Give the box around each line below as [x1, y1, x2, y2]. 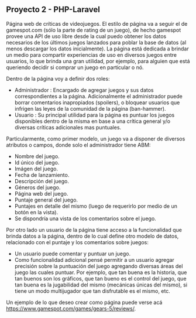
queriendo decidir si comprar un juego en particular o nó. [6, 64, 145, 71]
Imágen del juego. [14, 165, 59, 172]
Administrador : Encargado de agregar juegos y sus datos [14, 86, 154, 93]
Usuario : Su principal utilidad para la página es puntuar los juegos [14, 111, 175, 118]
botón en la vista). [14, 208, 59, 216]
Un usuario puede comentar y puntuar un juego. [14, 250, 131, 257]
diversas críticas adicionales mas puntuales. [14, 124, 122, 131]
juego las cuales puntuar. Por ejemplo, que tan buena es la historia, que [14, 269, 187, 276]
